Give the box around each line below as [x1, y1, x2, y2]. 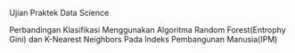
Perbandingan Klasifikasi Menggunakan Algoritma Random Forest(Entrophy [9, 25, 287, 34]
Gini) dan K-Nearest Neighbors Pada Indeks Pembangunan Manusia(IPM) [9, 34, 278, 44]
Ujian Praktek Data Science [9, 8, 110, 18]
